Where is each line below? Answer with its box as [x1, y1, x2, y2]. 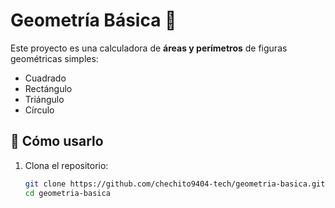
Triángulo [24, 93, 65, 105]
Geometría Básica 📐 [10, 9, 177, 32]
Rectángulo [24, 82, 73, 94]
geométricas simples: [10, 52, 99, 64]
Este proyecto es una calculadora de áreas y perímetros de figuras [10, 42, 288, 54]
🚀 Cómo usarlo [10, 133, 104, 150]
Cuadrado [24, 72, 67, 84]
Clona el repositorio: [24, 159, 109, 171]
